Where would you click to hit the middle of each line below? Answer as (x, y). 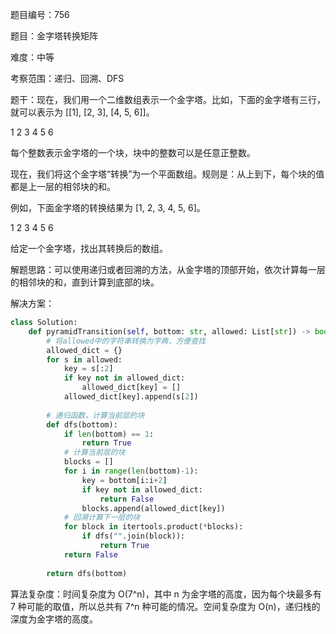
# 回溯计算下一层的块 (102, 518)
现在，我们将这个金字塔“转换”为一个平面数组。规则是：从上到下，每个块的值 (167, 174)
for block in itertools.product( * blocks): (153, 527)
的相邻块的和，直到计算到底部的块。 (85, 282)
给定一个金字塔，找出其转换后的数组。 (89, 248)
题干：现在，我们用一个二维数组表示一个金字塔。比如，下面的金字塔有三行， (168, 99)
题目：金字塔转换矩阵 (54, 36)
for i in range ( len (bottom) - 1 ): (131, 471)
